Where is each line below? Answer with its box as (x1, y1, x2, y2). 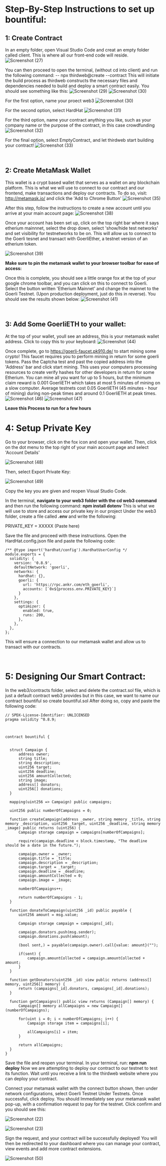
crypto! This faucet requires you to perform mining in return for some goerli (5, 353, 159, 359)
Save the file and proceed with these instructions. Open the (5, 532, 126, 539)
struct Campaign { (9, 747, 48, 752)
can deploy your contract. (5, 1075, 58, 1082)
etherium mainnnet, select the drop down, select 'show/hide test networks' (5, 225, 159, 231)
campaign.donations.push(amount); (18, 934, 90, 939)
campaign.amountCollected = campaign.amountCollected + (27, 956, 145, 961)
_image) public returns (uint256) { (5, 825, 81, 830)
